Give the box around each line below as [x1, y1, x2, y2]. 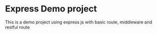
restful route [5, 24, 30, 30]
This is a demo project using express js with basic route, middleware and [5, 19, 152, 25]
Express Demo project [5, 3, 97, 14]
